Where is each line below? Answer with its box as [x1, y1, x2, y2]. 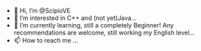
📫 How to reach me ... [13, 37, 78, 44]
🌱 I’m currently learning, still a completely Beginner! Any [13, 21, 175, 29]
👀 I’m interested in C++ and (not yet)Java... [13, 14, 137, 22]
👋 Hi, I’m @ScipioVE [13, 7, 71, 14]
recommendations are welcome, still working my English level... [13, 28, 195, 37]
